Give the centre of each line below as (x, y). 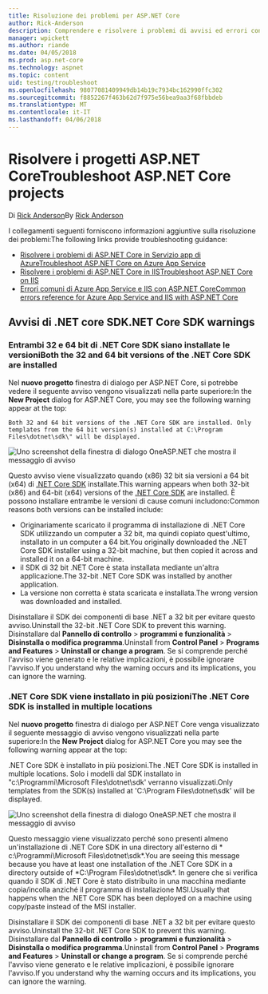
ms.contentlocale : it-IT (49, 113)
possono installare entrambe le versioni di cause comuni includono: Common (134, 501)
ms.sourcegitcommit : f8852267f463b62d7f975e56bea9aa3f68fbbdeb (116, 97)
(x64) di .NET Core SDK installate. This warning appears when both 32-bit (129, 483)
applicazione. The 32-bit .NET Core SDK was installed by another (126, 575)
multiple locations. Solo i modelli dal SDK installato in (95, 773)
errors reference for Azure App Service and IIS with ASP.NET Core (129, 297)
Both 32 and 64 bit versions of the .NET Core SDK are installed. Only (130, 423)
